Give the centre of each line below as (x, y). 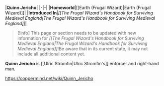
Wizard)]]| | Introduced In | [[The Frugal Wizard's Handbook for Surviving (79, 13)
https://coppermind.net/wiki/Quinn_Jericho (49, 78)
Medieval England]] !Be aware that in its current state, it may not (82, 49)
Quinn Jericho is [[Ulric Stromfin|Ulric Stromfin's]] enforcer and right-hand (82, 64)
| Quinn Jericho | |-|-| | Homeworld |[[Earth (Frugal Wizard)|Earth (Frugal (78, 8)
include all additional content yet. (51, 54)
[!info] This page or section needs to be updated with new (77, 33)
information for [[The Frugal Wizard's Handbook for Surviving (81, 38)
